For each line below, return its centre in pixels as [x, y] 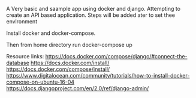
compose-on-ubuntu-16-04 [40, 82]
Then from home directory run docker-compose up [70, 45]
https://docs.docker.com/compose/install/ [58, 69]
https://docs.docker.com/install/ [70, 63]
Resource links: [25, 56]
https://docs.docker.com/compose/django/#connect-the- [116, 56]
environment [22, 21]
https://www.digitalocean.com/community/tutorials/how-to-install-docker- [98, 75]
